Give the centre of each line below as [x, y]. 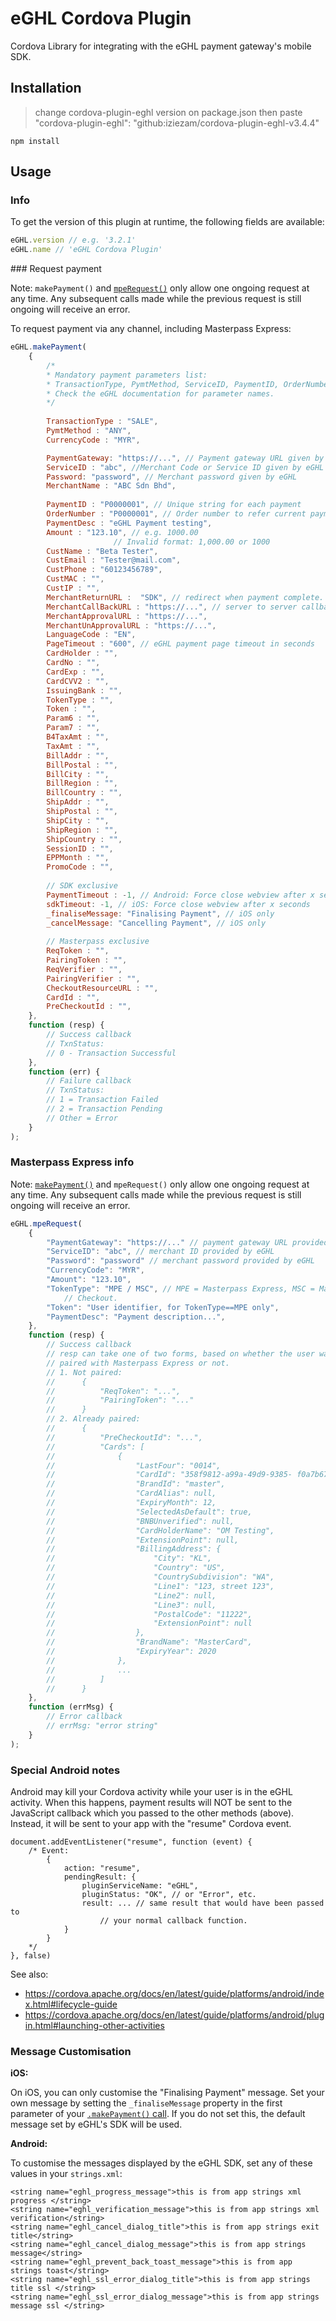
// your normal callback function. [173, 1921]
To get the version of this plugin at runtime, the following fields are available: [167, 222]
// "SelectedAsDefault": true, [149, 1512]
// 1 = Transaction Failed [102, 1100]
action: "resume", [102, 1868]
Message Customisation [71, 2051]
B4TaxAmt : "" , [78, 737]
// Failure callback [89, 1081]
